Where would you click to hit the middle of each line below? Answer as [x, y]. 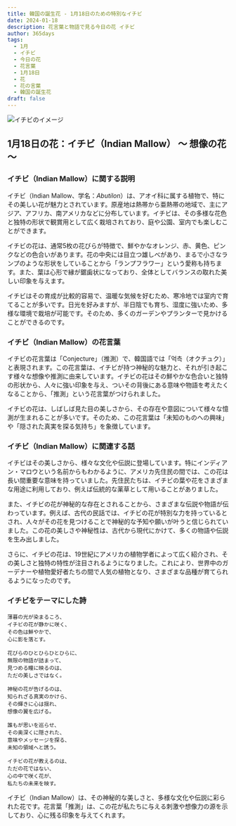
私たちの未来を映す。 [33, 783]
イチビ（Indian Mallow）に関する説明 [71, 179]
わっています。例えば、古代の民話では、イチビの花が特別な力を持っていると [118, 513]
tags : [15, 40]
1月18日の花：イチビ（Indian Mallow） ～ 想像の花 [117, 144]
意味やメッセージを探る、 [39, 740]
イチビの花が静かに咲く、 [39, 624]
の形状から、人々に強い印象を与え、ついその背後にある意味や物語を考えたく [118, 385]
